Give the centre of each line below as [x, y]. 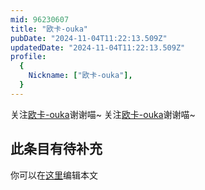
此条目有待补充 [56, 149]
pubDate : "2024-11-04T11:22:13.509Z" [89, 38]
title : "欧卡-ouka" [49, 29]
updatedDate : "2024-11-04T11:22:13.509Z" [98, 47]
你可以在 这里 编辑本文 [54, 175]
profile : [28, 57]
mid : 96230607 [40, 19]
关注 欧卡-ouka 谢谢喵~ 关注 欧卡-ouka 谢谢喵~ [103, 114]
